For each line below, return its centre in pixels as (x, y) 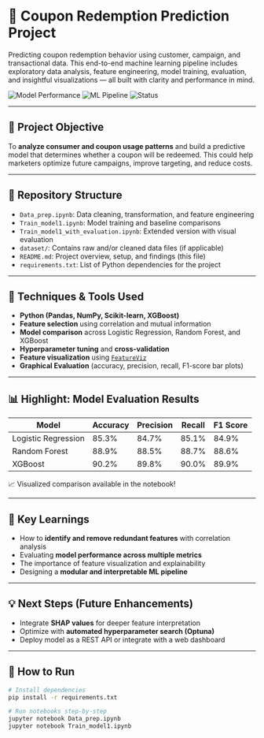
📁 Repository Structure (65, 195)
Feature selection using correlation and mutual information (115, 324)
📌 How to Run (42, 672)
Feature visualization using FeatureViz (83, 357)
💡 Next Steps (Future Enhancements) (101, 604)
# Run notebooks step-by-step (58, 712)
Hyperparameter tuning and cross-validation (95, 349)
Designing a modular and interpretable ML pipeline (103, 572)
